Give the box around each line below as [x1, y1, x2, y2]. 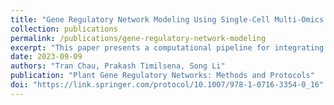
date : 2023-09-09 [10, 52, 83, 62]
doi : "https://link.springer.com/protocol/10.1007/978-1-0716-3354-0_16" [10, 80, 325, 90]
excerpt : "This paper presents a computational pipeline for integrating [10, 42, 325, 53]
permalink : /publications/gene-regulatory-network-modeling [10, 33, 267, 43]
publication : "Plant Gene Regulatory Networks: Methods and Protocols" [10, 71, 315, 81]
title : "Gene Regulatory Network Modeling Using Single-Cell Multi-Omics [10, 14, 325, 25]
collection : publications [10, 24, 118, 34]
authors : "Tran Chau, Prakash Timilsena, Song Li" [10, 61, 226, 71]
